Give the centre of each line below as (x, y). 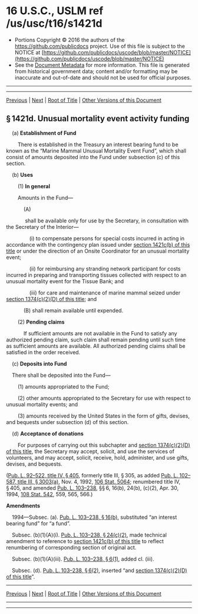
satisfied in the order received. (43, 352)
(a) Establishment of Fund (44, 133)
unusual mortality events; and (42, 404)
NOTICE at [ (29, 52)
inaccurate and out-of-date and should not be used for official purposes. (103, 77)
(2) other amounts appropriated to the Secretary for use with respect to (104, 398)
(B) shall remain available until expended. (73, 310)
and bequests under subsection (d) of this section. (67, 422)
